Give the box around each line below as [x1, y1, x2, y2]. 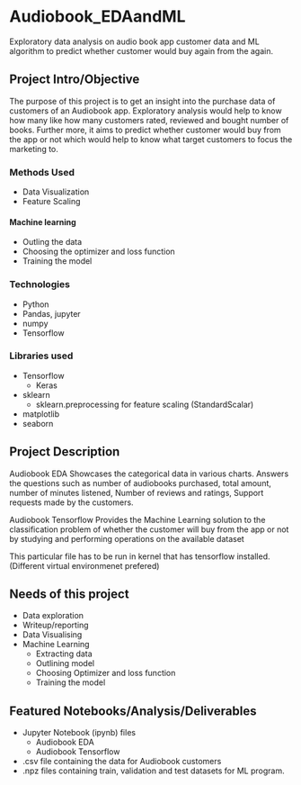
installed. [236, 551, 270, 562]
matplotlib [22, 408, 60, 420]
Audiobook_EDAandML [9, 6, 186, 27]
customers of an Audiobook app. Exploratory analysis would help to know [9, 105, 282, 116]
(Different [9, 560, 45, 571]
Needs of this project [9, 587, 129, 602]
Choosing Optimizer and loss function [35, 668, 176, 679]
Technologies [9, 278, 70, 291]
